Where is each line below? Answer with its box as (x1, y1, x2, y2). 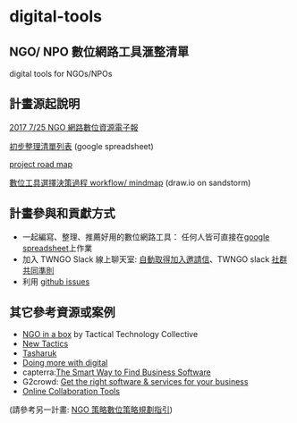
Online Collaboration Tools (21, 386, 121, 397)
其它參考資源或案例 (9, 305, 115, 320)
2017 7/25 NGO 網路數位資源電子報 (9, 122, 139, 132)
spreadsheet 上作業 (21, 242, 93, 253)
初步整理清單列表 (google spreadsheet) (9, 140, 154, 151)
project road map (9, 158, 73, 169)
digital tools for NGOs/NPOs (9, 69, 113, 79)
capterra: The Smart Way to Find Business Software (21, 367, 212, 377)
